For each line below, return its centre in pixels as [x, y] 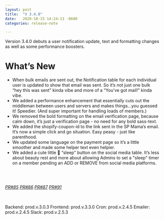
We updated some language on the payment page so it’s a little [76, 142]
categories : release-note [31, 23]
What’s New [30, 66]
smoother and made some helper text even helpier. [63, 148]
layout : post [18, 10]
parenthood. [25, 137]
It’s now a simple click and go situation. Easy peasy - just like [74, 132]
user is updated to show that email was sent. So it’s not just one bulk [81, 85]
